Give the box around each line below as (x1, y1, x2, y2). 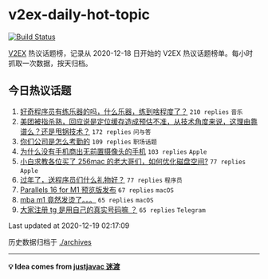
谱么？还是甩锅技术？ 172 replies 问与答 (19, 126, 152, 136)
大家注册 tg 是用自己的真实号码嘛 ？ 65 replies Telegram (19, 205, 206, 214)
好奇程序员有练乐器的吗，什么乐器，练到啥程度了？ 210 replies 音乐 (19, 106, 243, 116)
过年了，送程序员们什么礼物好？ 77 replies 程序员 (19, 175, 183, 184)
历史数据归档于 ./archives (8, 237, 92, 246)
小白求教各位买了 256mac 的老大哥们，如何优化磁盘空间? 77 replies (19, 156, 246, 166)
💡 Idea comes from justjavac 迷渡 (8, 261, 120, 271)
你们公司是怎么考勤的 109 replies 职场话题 (19, 136, 157, 146)
